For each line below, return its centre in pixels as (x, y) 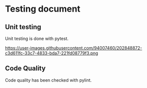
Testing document (43, 9)
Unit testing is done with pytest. (37, 38)
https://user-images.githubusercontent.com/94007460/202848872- (74, 48)
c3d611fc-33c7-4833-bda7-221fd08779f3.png (52, 53)
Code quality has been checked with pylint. (48, 80)
